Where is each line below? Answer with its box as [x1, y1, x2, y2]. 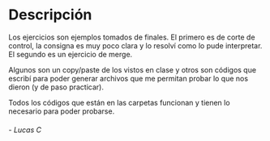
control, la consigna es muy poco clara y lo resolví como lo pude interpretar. [8, 40, 263, 50]
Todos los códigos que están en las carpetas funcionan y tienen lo [8, 97, 230, 107]
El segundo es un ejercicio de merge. [8, 49, 133, 59]
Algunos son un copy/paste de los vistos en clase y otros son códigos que [8, 64, 257, 74]
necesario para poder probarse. [8, 106, 115, 116]
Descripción [8, 6, 92, 24]
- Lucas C [8, 125, 42, 135]
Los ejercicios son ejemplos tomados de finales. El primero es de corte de [8, 32, 255, 42]
